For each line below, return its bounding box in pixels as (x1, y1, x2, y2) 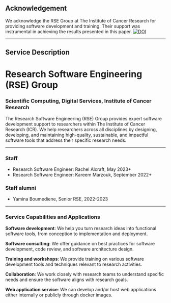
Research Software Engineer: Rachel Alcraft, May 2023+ (12, 166, 131, 172)
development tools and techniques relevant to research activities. (5, 261, 142, 267)
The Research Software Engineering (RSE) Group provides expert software (5, 115, 162, 121)
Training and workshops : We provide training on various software (5, 256, 144, 262)
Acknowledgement (5, 4, 67, 13)
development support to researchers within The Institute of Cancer (5, 121, 146, 127)
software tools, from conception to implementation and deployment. (5, 231, 148, 237)
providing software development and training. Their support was (5, 23, 140, 29)
